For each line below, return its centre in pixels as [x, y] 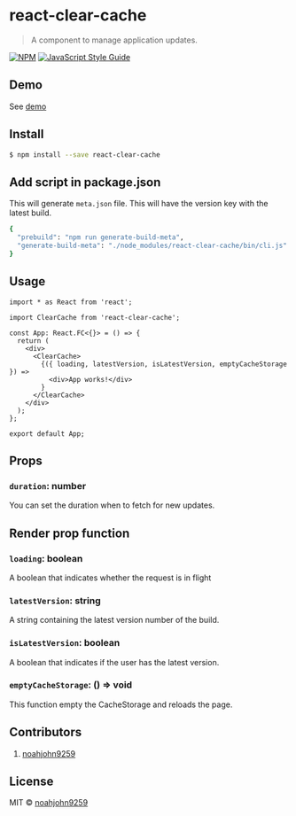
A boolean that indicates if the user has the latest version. [114, 662]
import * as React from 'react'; [71, 302]
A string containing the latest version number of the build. [114, 620]
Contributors [46, 732]
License [31, 782]
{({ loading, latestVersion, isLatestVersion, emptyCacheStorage [164, 364]
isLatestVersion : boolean [65, 643]
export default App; [47, 434]
